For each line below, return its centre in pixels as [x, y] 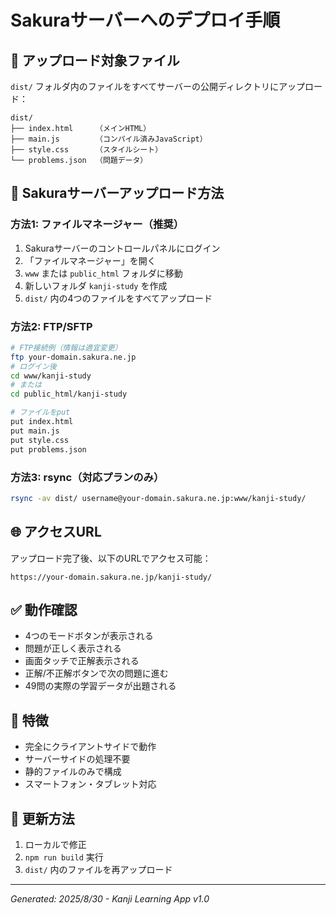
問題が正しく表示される [73, 648]
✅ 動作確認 [44, 609]
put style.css [40, 440]
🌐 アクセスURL [56, 532]
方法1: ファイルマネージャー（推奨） [97, 224]
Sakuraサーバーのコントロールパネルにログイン [122, 248]
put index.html [42, 422]
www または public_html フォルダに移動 [103, 273]
